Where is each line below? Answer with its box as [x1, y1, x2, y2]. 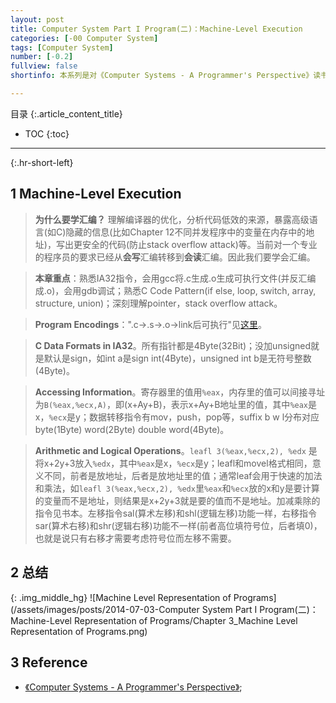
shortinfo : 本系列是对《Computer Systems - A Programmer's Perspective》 [10, 71, 314, 81]
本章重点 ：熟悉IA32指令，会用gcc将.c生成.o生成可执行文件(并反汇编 [34, 272, 317, 284]
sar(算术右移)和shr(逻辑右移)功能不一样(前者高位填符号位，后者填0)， [34, 519, 323, 531]
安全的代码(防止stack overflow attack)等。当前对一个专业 [81, 238, 318, 250]
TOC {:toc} [24, 127, 70, 140]
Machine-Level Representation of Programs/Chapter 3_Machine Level [10, 614, 298, 626]
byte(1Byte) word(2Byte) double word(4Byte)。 [34, 423, 230, 435]
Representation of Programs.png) [10, 625, 148, 637]
